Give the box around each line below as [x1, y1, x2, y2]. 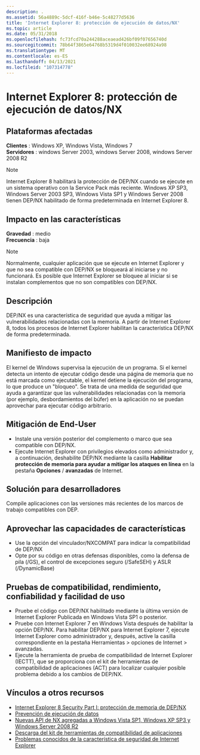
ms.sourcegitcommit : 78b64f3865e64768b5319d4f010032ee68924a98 [6, 42, 167, 48]
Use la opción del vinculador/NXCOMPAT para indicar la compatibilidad [14, 540, 190, 547]
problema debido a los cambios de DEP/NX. [14, 671, 123, 678]
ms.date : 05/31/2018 [6, 31, 58, 37]
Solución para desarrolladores [6, 484, 121, 494]
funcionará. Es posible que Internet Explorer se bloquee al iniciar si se [6, 272, 178, 279]
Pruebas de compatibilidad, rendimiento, [6, 582, 161, 592]
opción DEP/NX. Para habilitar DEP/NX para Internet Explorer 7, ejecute [14, 626, 190, 633]
